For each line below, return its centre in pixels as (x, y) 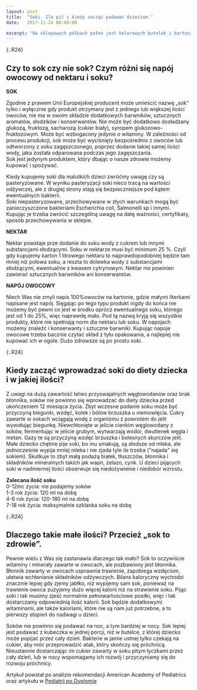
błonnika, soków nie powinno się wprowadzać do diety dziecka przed (90, 400)
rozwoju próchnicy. (29, 663)
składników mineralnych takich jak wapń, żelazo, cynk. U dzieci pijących (93, 462)
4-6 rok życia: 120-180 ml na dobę (47, 499)
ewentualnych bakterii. (33, 196)
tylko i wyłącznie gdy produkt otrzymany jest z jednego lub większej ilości (95, 109)
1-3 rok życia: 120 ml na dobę (42, 492)
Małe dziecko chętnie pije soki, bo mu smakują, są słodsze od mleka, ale (94, 443)
